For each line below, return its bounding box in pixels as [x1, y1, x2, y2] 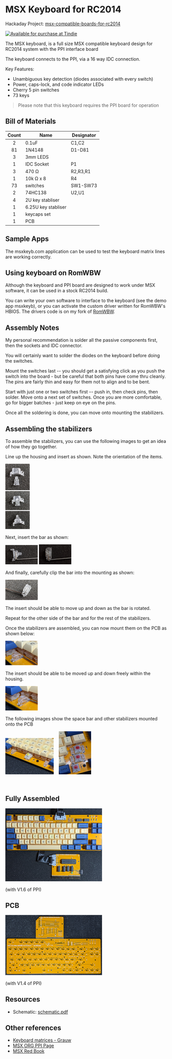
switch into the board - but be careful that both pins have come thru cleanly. [5, 374, 166, 380]
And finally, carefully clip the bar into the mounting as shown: [5, 569, 135, 575]
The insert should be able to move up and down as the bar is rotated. [5, 605, 151, 611]
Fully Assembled [5, 794, 60, 803]
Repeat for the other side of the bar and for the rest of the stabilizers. [5, 615, 151, 621]
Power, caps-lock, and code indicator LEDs [12, 81, 104, 87]
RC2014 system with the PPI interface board [5, 46, 99, 52]
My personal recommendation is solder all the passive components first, [5, 337, 158, 343]
